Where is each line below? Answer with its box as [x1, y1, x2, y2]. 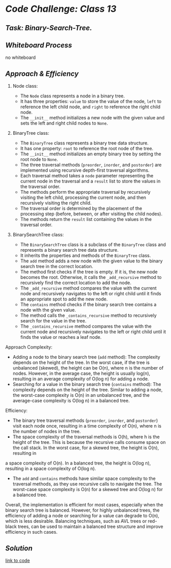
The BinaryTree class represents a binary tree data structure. [20, 140, 149, 146]
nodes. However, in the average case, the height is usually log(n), [12, 370, 151, 377]
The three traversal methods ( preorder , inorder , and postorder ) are [20, 162, 162, 168]
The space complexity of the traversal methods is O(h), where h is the [12, 434, 160, 440]
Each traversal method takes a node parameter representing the [20, 173, 154, 179]
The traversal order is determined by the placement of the [20, 206, 142, 212]
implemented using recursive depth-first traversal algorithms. [20, 167, 150, 173]
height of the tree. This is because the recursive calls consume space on [12, 439, 166, 445]
